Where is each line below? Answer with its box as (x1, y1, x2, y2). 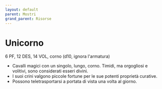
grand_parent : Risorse (5, 16, 52, 21)
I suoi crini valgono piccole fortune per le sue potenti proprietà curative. (12, 73, 158, 79)
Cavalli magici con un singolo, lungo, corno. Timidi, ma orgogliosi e (12, 63, 148, 69)
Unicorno (5, 37, 44, 48)
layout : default (5, 7, 38, 12)
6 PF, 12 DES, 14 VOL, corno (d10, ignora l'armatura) (5, 53, 110, 59)
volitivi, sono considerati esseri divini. (12, 68, 88, 74)
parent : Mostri (5, 12, 36, 17)
